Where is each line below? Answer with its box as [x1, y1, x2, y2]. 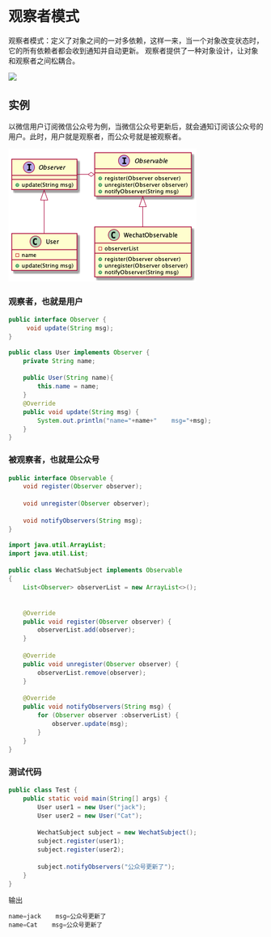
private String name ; [23, 357, 95, 365]
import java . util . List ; [8, 549, 89, 558]
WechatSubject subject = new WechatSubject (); [37, 829, 197, 837]
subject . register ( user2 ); [37, 846, 125, 854]
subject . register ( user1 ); [37, 838, 125, 846]
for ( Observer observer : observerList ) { [37, 711, 180, 720]
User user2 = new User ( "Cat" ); [37, 812, 143, 820]
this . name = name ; [37, 382, 100, 390]
